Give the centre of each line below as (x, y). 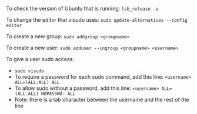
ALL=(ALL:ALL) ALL (37, 82)
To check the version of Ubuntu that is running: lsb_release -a (82, 9)
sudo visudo (29, 71)
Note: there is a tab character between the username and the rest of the (102, 100)
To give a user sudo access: (40, 59)
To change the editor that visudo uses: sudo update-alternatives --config (97, 20)
